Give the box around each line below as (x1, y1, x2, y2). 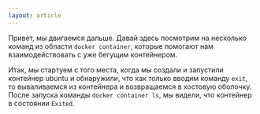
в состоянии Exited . (8, 98, 75, 108)
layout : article (8, 11, 61, 20)
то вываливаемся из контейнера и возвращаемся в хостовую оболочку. (8, 82, 252, 91)
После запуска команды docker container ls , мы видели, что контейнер (8, 90, 252, 99)
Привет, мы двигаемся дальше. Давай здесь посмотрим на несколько (8, 33, 247, 42)
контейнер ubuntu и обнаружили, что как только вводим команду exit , (8, 73, 248, 83)
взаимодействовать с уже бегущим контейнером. (8, 50, 178, 59)
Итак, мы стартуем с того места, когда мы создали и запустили (8, 64, 224, 75)
